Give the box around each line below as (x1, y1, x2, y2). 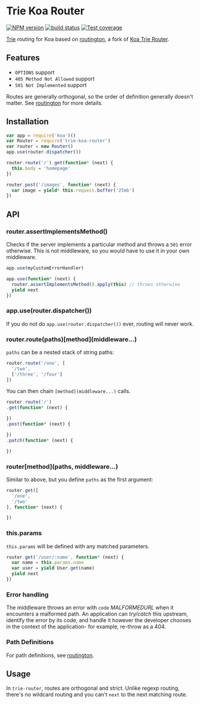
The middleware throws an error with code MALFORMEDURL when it (6, 604, 174, 611)
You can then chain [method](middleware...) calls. (6, 388, 131, 395)
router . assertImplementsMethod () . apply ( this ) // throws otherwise (11, 281, 180, 287)
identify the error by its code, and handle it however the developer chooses (6, 617, 192, 624)
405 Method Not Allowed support (14, 75, 95, 82)
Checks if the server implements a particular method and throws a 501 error (6, 241, 192, 248)
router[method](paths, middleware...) (6, 462, 118, 471)
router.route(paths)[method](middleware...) (6, 335, 137, 343)
